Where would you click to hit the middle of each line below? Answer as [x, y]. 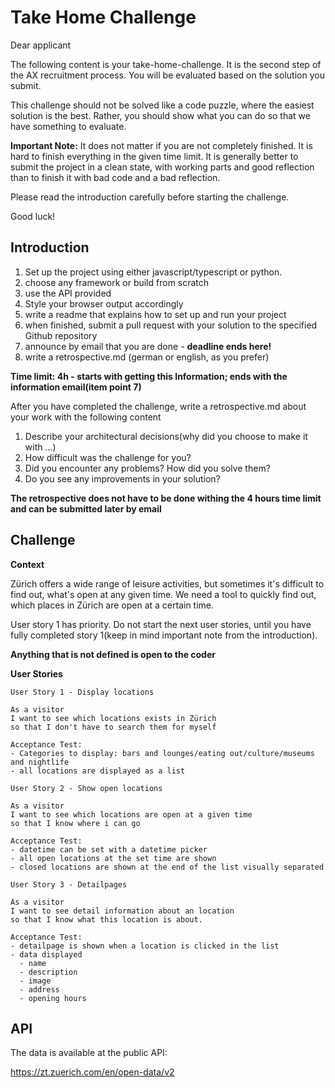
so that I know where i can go [75, 823]
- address [39, 989]
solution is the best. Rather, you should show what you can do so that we [160, 115]
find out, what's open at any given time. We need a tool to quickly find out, [163, 594]
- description [48, 972]
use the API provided [68, 293]
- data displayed [46, 954]
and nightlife [40, 762]
